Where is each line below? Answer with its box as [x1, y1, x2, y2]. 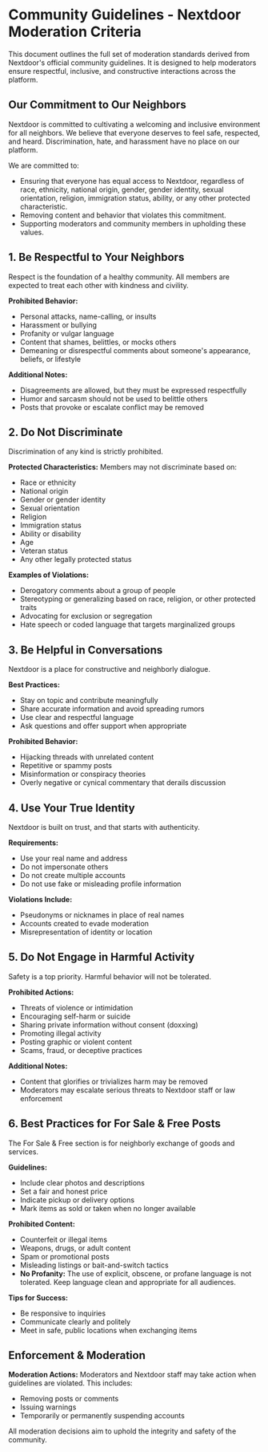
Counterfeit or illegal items [19, 1234, 108, 1244]
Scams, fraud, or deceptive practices [19, 1045, 142, 1055]
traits [19, 603, 38, 612]
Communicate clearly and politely [19, 1316, 131, 1326]
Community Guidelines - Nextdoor [8, 6, 242, 24]
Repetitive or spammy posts [19, 761, 113, 771]
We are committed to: [8, 161, 80, 170]
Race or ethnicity [19, 478, 77, 487]
